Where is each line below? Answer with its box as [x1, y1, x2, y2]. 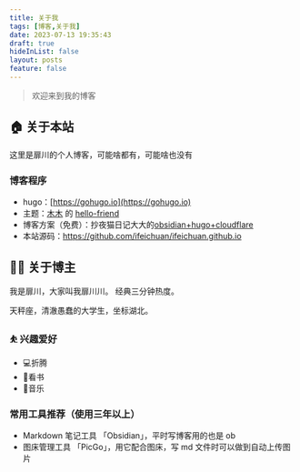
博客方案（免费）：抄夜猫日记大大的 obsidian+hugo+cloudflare [22, 219, 254, 230]
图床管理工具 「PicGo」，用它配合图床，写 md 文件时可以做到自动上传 [22, 442, 284, 453]
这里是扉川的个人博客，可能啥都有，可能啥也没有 [9, 149, 193, 160]
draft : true [9, 38, 55, 48]
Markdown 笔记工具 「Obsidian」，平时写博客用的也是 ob [22, 430, 236, 441]
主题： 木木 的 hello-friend [22, 207, 120, 218]
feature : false [9, 65, 67, 74]
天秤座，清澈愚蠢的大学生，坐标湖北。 [9, 305, 153, 316]
